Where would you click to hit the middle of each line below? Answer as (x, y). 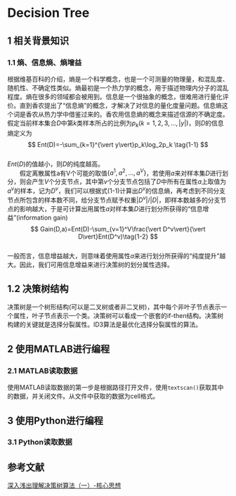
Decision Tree (48, 13)
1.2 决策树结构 (38, 289)
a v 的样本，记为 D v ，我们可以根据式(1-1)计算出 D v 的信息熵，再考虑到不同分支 (117, 190)
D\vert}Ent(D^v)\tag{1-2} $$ (118, 236)
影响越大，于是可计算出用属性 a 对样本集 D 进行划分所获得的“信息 (111, 208)
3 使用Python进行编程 (55, 420)
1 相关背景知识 (38, 40)
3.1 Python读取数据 (40, 443)
